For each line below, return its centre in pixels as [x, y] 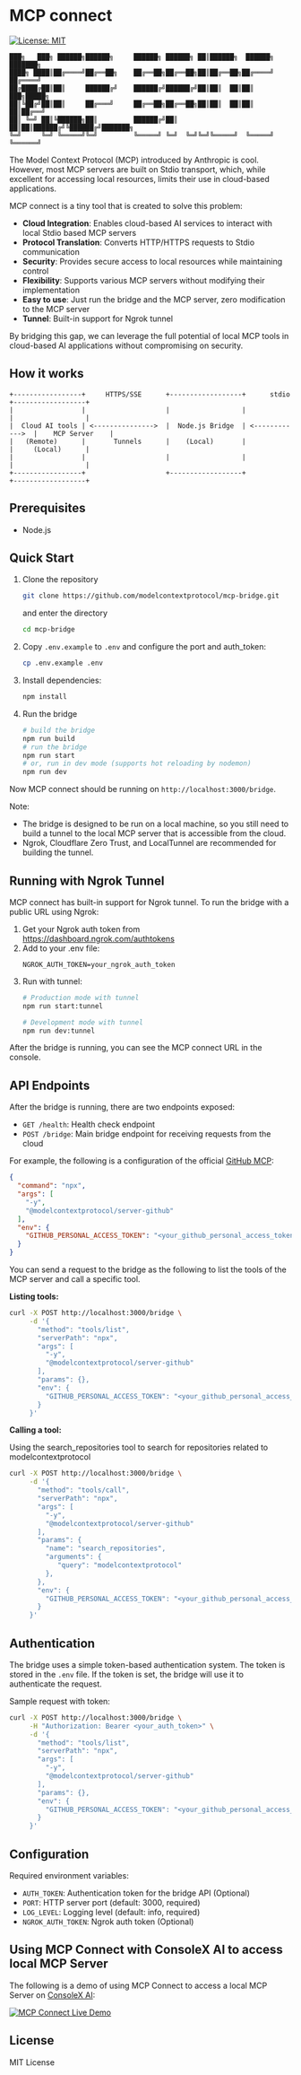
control [35, 271]
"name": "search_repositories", [106, 1548]
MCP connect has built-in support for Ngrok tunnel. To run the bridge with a [149, 902]
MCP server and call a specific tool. [75, 1279]
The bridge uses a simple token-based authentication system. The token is [147, 1664]
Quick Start [42, 558]
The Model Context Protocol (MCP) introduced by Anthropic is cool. [134, 160]
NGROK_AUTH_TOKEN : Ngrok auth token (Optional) [108, 1922]
